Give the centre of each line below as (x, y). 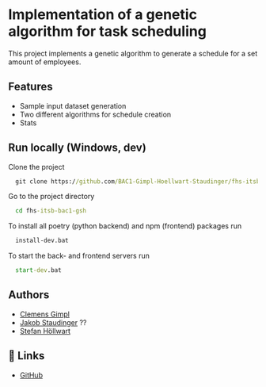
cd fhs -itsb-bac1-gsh (51, 211)
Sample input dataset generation (73, 105)
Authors (29, 295)
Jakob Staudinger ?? (53, 322)
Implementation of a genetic (103, 15)
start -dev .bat (38, 270)
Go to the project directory (51, 197)
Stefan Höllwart (45, 331)
